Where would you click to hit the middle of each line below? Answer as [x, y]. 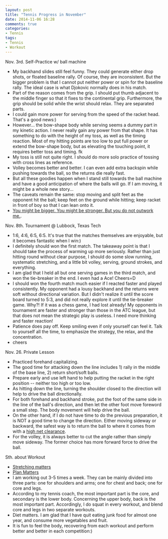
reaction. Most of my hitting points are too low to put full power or [80, 141]
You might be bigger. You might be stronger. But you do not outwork [83, 210]
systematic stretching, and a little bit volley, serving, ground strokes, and [87, 262]
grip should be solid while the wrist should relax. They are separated [83, 103]
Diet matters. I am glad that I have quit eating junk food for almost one [85, 515]
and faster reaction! [33, 321]
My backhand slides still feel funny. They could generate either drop [83, 71]
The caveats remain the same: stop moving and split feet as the [78, 194]
